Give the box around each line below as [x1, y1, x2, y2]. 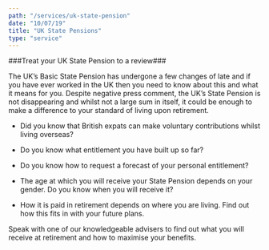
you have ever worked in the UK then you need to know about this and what [8, 80, 259, 90]
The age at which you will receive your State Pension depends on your [19, 176, 253, 186]
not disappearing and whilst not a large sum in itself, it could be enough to [8, 97, 252, 107]
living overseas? [19, 130, 74, 139]
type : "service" [8, 34, 62, 42]
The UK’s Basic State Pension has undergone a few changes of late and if [8, 71, 251, 81]
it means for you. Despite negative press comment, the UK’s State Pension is [8, 89, 261, 99]
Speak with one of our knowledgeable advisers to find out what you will [8, 224, 244, 234]
